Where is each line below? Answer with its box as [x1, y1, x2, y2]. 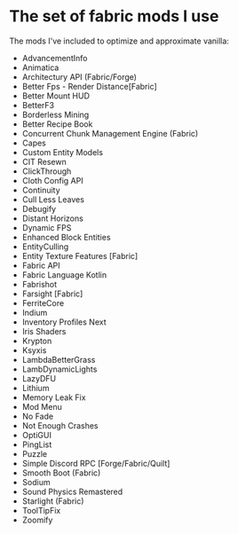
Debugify [21, 203, 56, 214]
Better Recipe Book [21, 118, 93, 130]
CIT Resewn [21, 156, 67, 167]
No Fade [21, 411, 54, 421]
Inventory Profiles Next [21, 317, 107, 327]
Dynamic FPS [21, 222, 72, 232]
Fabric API [21, 260, 60, 271]
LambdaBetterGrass [21, 354, 96, 365]
